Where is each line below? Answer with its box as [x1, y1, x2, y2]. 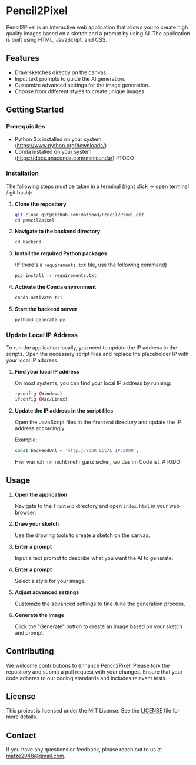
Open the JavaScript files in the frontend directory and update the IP [14, 418, 181, 426]
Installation [6, 169, 39, 177]
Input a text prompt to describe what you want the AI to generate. [14, 554, 174, 561]
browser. [14, 509, 36, 516]
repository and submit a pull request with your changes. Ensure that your [6, 668, 183, 675]
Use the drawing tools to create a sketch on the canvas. [14, 532, 150, 539]
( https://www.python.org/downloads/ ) [14, 142, 107, 149]
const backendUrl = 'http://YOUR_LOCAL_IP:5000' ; [14, 448, 139, 454]
